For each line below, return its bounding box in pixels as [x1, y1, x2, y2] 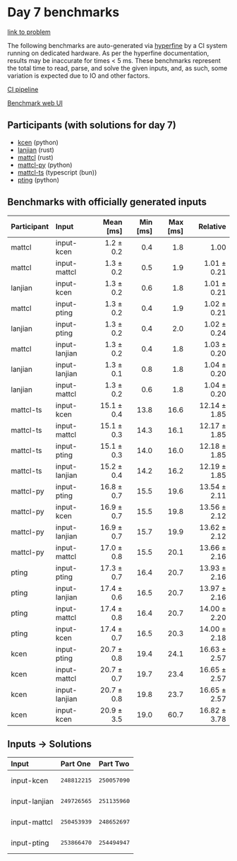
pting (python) [17, 175, 60, 184]
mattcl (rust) [17, 153, 54, 161]
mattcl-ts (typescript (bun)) [17, 168, 97, 177]
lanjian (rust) [17, 146, 54, 154]
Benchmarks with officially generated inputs [7, 196, 207, 209]
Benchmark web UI [7, 98, 63, 107]
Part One [60, 759, 91, 769]
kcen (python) [17, 138, 59, 146]
